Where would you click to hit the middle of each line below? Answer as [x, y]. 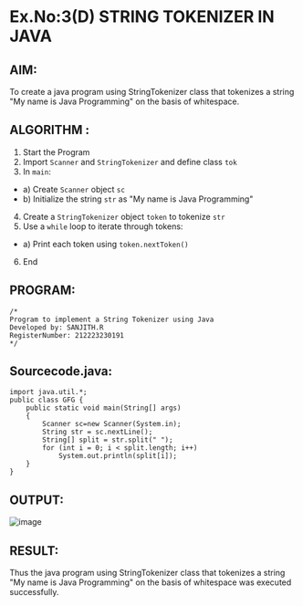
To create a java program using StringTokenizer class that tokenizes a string [152, 92]
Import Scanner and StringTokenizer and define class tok [130, 162]
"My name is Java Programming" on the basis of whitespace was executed [151, 582]
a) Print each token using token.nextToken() [105, 244]
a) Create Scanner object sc [74, 189]
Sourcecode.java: [61, 371]
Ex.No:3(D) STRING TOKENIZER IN [142, 17]
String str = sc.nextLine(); [98, 432]
